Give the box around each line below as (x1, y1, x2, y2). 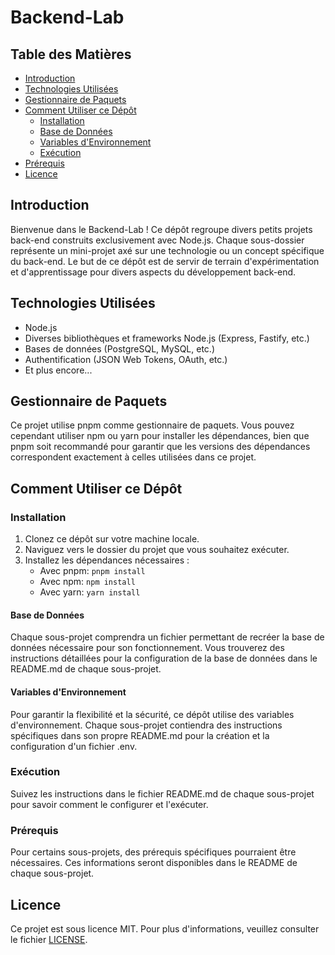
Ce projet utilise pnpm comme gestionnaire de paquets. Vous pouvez (10, 419, 295, 431)
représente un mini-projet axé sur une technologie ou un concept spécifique (10, 244, 325, 256)
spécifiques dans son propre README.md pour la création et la (10, 729, 270, 741)
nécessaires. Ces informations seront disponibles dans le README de (10, 857, 298, 869)
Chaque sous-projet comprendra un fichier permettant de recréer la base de (10, 631, 325, 643)
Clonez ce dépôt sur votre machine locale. (24, 533, 200, 545)
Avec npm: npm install (39, 576, 136, 588)
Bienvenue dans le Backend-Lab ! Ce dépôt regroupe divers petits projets (10, 223, 313, 235)
